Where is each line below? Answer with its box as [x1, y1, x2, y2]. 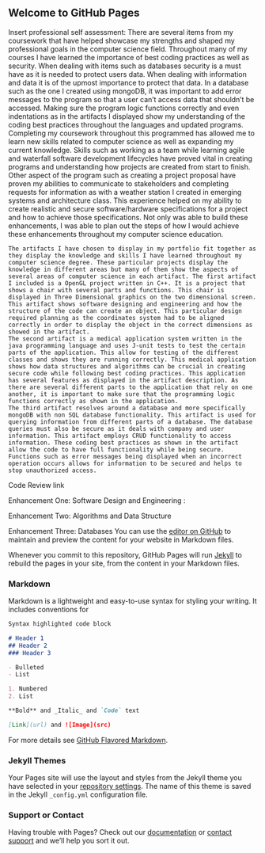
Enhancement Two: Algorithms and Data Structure [8, 511, 172, 520]
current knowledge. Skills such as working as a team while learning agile [8, 145, 245, 154]
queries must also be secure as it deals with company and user [8, 425, 225, 432]
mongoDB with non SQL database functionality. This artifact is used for [8, 411, 257, 419]
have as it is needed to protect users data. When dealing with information [8, 69, 248, 78]
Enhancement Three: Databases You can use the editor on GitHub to [8, 526, 232, 535]
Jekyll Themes [8, 755, 66, 766]
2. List [8, 692, 34, 700]
